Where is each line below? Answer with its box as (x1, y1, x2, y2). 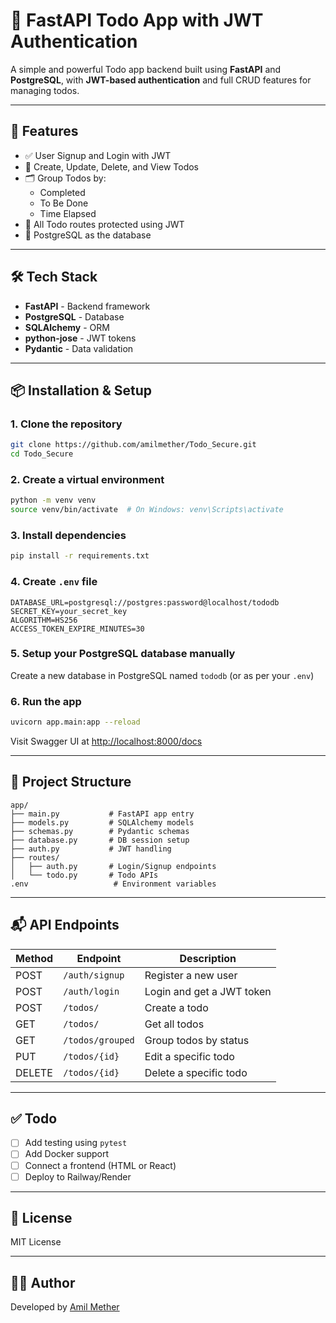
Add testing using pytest (24, 1137, 128, 1149)
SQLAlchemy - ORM (24, 321, 110, 333)
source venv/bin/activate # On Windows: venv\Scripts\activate (10, 505, 284, 515)
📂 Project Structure (10, 774, 132, 791)
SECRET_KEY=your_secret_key (10, 606, 128, 616)
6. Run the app (10, 694, 82, 708)
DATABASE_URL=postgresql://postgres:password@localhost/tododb (10, 597, 280, 608)
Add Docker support (24, 1148, 110, 1160)
